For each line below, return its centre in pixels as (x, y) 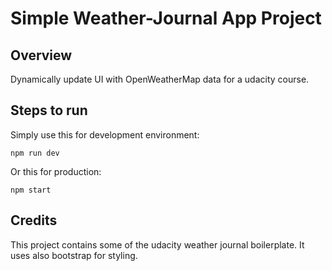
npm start (31, 190)
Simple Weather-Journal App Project (166, 18)
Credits (34, 220)
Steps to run (49, 110)
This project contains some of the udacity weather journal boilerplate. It (157, 244)
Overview (41, 55)
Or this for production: (56, 171)
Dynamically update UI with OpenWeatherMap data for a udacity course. (160, 79)
